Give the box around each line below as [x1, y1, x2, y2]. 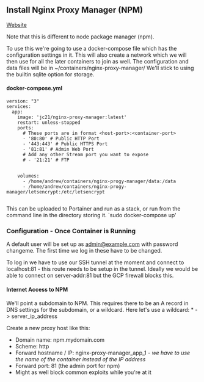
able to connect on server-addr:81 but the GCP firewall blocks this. [6, 272, 174, 279]
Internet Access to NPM [6, 286, 68, 293]
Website [6, 21, 27, 28]
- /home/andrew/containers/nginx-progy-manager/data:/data [22, 178, 176, 185]
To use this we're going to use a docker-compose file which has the [6, 45, 177, 52]
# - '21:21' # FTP [22, 157, 70, 164]
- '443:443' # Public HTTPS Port [22, 141, 108, 147]
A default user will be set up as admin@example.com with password [6, 240, 178, 248]
